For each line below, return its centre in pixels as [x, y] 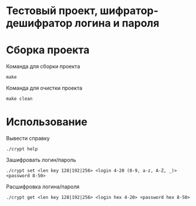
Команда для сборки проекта [43, 66]
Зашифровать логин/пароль [41, 160]
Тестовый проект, [52, 11]
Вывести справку [28, 139]
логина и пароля [117, 23]
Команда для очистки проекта [44, 88]
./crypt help [22, 149]
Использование [47, 122]
